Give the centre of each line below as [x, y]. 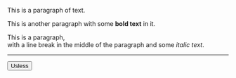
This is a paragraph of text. [46, 10]
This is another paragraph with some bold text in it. [81, 24]
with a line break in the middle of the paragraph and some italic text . [106, 45]
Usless [20, 66]
